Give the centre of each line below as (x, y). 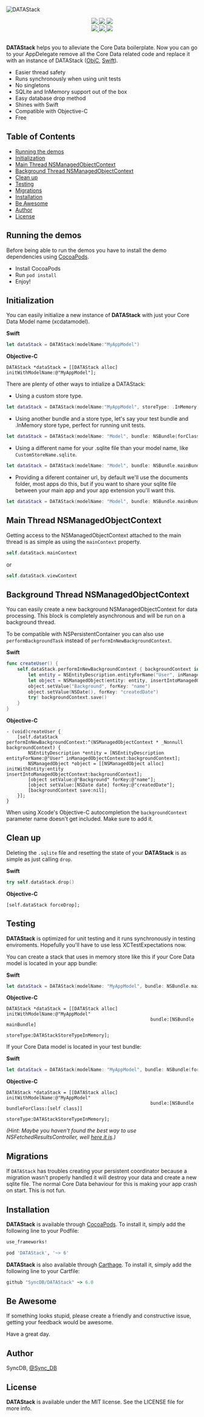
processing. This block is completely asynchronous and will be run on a (96, 616)
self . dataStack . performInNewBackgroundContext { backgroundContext (104, 669)
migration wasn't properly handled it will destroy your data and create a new (102, 1177)
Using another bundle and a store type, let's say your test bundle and (102, 419)
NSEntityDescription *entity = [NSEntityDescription (96, 753)
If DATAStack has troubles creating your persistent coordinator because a (97, 1171)
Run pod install (36, 275)
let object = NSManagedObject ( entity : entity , (88, 680)
